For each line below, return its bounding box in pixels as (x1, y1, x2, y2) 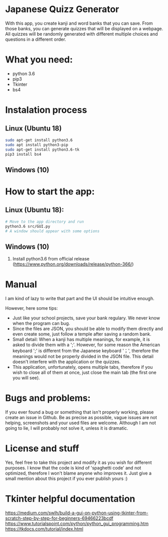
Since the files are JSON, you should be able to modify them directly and (12, 326, 163, 332)
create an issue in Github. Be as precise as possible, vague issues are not (5, 415, 157, 421)
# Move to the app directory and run (5, 219, 84, 224)
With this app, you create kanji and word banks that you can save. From (5, 20, 153, 26)
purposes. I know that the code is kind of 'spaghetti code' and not (5, 465, 141, 471)
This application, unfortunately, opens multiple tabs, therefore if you (12, 364, 153, 370)
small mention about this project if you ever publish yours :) (5, 476, 128, 482)
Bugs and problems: (5, 392, 91, 404)
